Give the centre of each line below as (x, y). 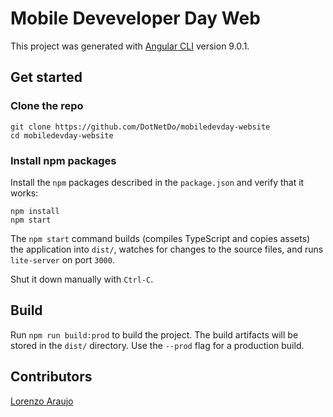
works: (24, 193)
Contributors (51, 377)
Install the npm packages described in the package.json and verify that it (157, 182)
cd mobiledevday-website (62, 135)
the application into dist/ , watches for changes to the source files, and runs (167, 249)
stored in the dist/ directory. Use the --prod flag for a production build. (157, 345)
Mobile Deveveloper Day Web (135, 18)
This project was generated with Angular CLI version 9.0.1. (130, 46)
